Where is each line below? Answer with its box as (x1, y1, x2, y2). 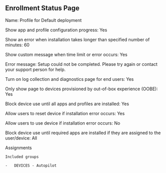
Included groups (5, 154, 39, 159)
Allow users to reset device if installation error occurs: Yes (5, 110, 125, 116)
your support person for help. (5, 66, 66, 72)
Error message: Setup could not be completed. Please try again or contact (5, 61, 158, 67)
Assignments (5, 145, 32, 151)
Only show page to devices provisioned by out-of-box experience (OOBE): (5, 86, 158, 92)
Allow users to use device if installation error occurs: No (5, 120, 121, 126)
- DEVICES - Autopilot (5, 163, 57, 168)
